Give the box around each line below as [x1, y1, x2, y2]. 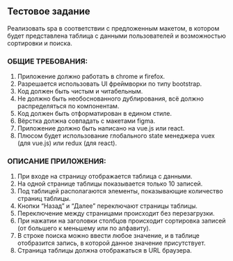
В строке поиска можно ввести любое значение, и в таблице [17, 232, 200, 240]
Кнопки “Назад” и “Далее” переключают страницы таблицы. [17, 202, 198, 210]
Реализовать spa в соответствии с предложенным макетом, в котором [7, 24, 220, 32]
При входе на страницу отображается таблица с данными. [17, 172, 193, 181]
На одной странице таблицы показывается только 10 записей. [17, 179, 203, 188]
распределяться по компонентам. [17, 102, 120, 110]
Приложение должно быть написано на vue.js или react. [17, 124, 185, 133]
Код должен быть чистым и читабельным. [17, 87, 143, 96]
